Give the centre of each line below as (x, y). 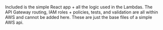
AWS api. (14, 22)
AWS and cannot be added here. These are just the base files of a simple (79, 17)
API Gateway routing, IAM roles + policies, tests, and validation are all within (81, 12)
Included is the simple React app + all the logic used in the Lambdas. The (79, 7)
